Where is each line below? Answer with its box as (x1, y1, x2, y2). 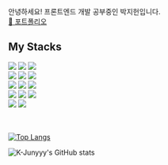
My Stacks (8, 40, 62, 54)
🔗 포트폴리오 (8, 17, 48, 26)
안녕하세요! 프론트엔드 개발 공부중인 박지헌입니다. (8, 7, 161, 16)
